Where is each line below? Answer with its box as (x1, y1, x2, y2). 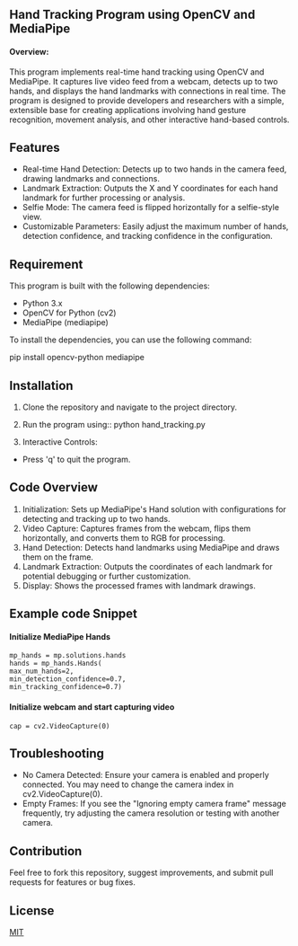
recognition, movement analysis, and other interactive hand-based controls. (9, 114, 290, 125)
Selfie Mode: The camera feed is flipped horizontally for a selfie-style (22, 202, 280, 213)
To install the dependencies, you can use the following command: (9, 334, 252, 345)
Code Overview (9, 480, 99, 495)
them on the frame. (22, 552, 94, 562)
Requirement (9, 256, 83, 272)
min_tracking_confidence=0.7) (9, 683, 123, 692)
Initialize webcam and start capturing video (9, 702, 175, 712)
